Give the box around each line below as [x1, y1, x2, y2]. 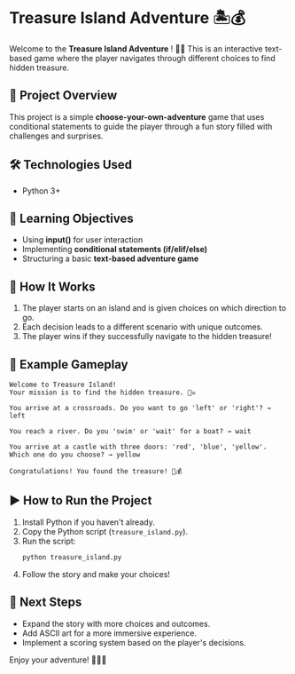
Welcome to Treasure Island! [9, 380, 117, 389]
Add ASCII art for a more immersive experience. [21, 628, 198, 638]
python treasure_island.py [21, 552, 122, 561]
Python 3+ [21, 185, 61, 196]
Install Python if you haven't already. [21, 517, 155, 527]
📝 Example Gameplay [9, 357, 128, 372]
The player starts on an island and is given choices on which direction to [21, 303, 286, 313]
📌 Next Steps [9, 595, 82, 610]
